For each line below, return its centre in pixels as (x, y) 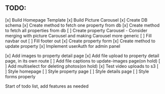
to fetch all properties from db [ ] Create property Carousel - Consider (76, 30)
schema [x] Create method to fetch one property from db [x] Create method (82, 25)
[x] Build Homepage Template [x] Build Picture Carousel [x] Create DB (76, 20)
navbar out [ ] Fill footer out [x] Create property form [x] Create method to (80, 41)
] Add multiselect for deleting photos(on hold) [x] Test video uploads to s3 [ (82, 66)
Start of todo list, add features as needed (47, 86)
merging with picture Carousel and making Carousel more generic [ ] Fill (79, 35)
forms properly (20, 76)
